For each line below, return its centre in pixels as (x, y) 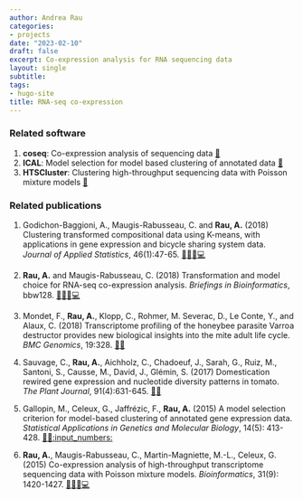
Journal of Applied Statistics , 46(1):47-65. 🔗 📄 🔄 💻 (114, 254)
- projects (30, 34)
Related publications (56, 205)
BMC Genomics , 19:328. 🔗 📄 (74, 344)
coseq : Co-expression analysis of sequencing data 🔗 (121, 153)
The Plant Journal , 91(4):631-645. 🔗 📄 (92, 391)
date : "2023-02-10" (46, 43)
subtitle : (28, 77)
